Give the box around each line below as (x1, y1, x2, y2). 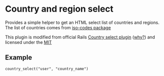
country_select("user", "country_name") (5, 66, 89, 71)
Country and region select (5, 3, 114, 15)
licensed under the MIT (5, 39, 52, 45)
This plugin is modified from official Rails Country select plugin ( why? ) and (5, 34, 155, 40)
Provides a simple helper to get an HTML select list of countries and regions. (5, 19, 160, 25)
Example (5, 54, 32, 62)
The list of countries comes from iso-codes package (5, 24, 111, 30)
